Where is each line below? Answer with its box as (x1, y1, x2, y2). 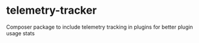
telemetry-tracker (6, 4, 97, 17)
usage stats (6, 29, 35, 36)
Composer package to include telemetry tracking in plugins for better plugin (6, 23, 193, 30)
